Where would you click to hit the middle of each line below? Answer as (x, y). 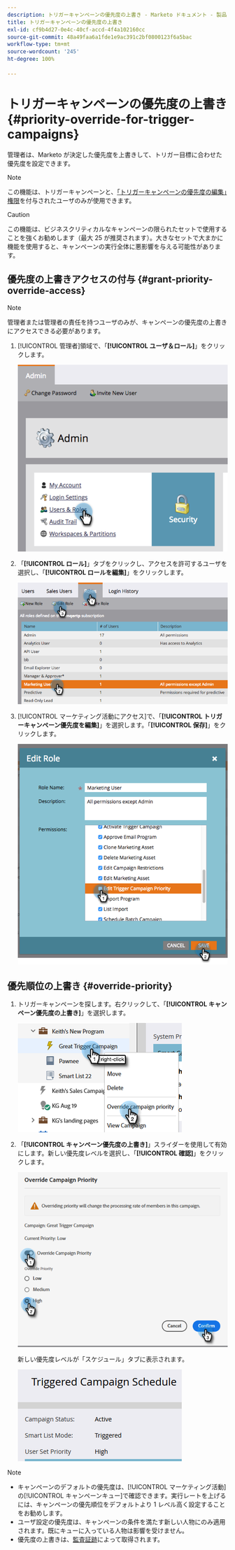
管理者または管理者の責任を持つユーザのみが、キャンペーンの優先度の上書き (117, 322)
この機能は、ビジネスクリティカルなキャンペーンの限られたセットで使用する (117, 229)
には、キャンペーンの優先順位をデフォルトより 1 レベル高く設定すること (121, 1505)
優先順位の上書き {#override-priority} (90, 986)
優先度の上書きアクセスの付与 (71, 280)
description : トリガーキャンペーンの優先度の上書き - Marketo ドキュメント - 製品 (117, 15)
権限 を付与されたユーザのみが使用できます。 (71, 200)
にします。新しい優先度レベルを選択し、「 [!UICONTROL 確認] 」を (112, 1153)
